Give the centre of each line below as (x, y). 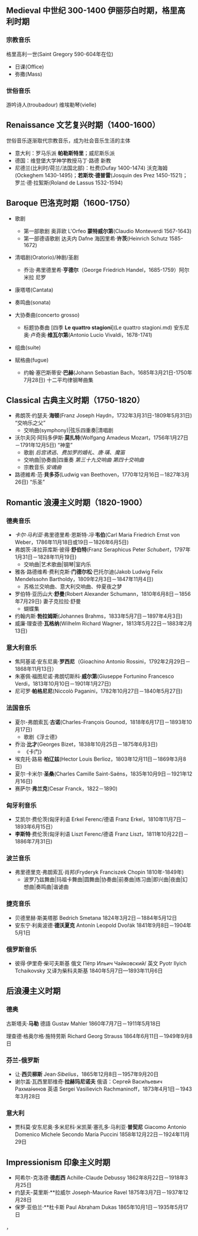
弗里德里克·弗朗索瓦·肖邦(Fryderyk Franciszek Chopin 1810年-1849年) (99, 872)
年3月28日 (27, 1096)
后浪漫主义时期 (33, 991)
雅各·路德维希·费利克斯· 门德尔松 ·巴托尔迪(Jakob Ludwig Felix (89, 572)
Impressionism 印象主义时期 (58, 1162)
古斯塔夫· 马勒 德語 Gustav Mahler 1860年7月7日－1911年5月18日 (83, 1023)
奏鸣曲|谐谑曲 (52, 887)
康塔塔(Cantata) (34, 290)
